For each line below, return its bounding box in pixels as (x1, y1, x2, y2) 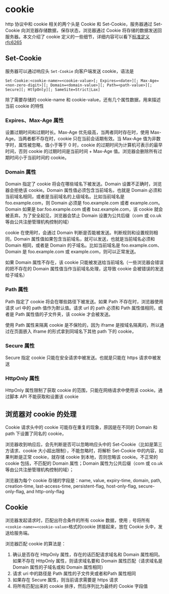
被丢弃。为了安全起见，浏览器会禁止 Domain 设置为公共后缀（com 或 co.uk (5, 213, 162, 219)
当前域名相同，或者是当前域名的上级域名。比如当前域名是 (5, 193, 125, 200)
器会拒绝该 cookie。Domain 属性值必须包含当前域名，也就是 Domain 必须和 (5, 187, 162, 193)
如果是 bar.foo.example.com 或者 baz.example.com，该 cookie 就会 (22, 206, 163, 212)
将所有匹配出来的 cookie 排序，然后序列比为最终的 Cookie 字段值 (12, 583, 148, 589)
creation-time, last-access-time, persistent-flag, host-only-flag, (5, 483, 138, 489)
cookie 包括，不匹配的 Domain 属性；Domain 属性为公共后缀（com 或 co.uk (5, 460, 163, 466)
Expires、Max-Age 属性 (5, 116, 64, 124)
